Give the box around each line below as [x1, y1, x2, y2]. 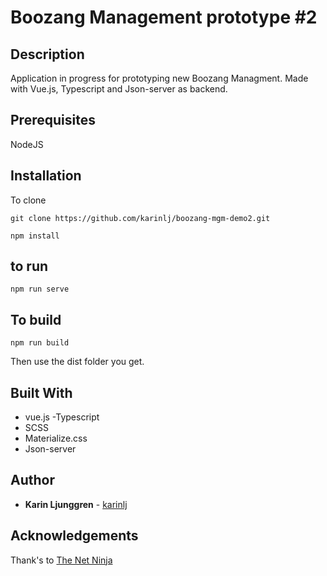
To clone [10, 194, 47, 206]
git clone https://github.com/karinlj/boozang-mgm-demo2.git [10, 213, 271, 223]
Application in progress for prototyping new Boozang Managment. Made [10, 72, 309, 84]
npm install [10, 231, 60, 241]
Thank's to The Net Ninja [10, 554, 113, 566]
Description [10, 46, 85, 63]
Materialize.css [24, 432, 88, 445]
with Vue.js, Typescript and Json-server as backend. [10, 83, 228, 95]
